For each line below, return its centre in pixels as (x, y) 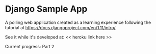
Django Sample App (46, 9)
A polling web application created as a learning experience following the (78, 22)
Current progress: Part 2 (30, 46)
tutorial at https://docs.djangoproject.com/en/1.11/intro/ (61, 27)
